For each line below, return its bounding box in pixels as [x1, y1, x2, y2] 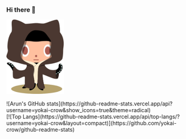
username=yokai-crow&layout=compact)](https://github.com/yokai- [6, 119, 177, 127]
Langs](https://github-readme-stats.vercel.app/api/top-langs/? [22, 113, 181, 121]
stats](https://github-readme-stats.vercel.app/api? [46, 100, 173, 107]
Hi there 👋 [6, 5, 36, 14]
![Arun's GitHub [6, 100, 46, 107]
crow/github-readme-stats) [6, 126, 75, 134]
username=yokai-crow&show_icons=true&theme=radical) [6, 107, 151, 114]
